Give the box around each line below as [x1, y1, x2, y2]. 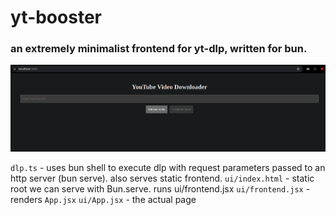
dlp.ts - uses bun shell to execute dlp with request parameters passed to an [10, 162, 326, 174]
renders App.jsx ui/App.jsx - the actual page [10, 194, 197, 206]
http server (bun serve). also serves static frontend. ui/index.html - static [10, 172, 315, 185]
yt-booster [10, 6, 102, 29]
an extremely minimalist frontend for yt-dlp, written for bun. [10, 42, 308, 56]
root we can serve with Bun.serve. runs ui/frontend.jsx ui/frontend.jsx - [10, 183, 311, 195]
